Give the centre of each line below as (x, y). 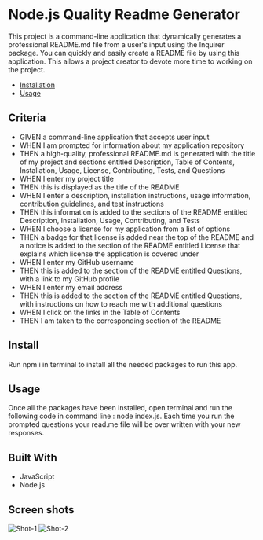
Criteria (27, 118)
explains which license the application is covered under (109, 254)
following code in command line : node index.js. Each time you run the (121, 416)
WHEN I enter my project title (66, 178)
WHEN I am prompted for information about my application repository (132, 145)
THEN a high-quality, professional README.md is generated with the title (137, 153)
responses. (26, 433)
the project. (27, 69)
